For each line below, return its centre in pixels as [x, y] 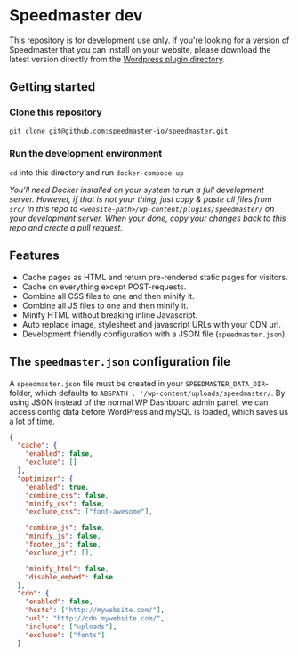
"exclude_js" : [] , [59, 553]
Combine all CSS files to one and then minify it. [108, 296]
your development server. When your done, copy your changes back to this [148, 218]
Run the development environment [86, 153]
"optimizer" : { [45, 478]
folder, [21, 393]
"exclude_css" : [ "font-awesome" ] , [89, 512]
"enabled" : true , [57, 487]
